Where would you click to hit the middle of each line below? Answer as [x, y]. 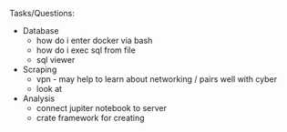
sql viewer [56, 60]
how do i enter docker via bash [94, 41]
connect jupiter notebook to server [101, 108]
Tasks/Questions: [42, 13]
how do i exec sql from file [86, 50]
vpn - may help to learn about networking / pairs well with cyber [157, 79]
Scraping [40, 69]
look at [49, 89]
